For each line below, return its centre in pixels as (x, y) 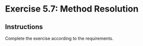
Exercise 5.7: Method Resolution (72, 9)
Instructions (24, 27)
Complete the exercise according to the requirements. (59, 38)
